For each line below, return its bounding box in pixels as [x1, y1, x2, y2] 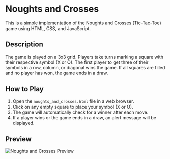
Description [5, 40, 43, 49]
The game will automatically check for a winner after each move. [12, 109, 149, 115]
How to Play [5, 85, 44, 93]
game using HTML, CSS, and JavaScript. [5, 25, 91, 31]
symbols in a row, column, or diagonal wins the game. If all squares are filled [5, 64, 165, 70]
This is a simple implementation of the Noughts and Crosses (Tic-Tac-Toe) [5, 20, 161, 26]
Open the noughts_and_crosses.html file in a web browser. [12, 98, 134, 104]
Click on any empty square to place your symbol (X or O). [12, 103, 133, 110]
